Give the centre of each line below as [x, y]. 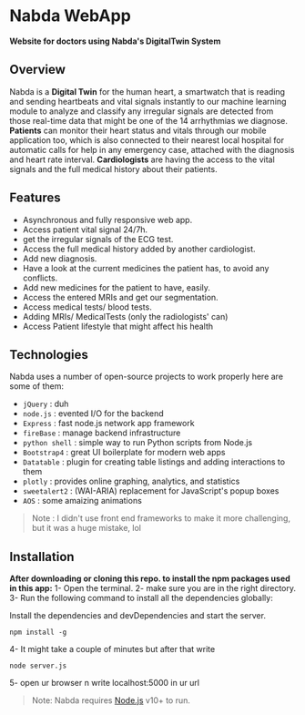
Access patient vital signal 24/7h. [85, 230]
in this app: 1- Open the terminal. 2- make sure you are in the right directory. [152, 588]
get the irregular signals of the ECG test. [98, 239]
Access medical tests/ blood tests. [87, 307]
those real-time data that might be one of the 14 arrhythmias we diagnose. [149, 120]
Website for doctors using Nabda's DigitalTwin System [115, 41]
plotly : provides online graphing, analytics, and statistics [131, 481]
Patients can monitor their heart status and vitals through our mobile [138, 130]
